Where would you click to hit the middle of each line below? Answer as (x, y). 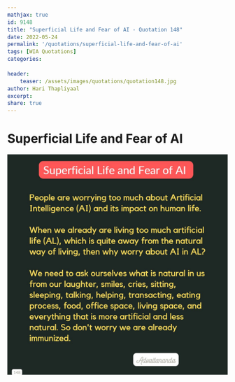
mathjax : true (28, 15)
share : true (24, 104)
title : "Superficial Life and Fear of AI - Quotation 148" (95, 29)
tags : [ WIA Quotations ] (42, 52)
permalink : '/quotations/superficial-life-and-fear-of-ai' (95, 44)
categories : (24, 59)
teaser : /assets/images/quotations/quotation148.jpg (98, 81)
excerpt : (20, 96)
